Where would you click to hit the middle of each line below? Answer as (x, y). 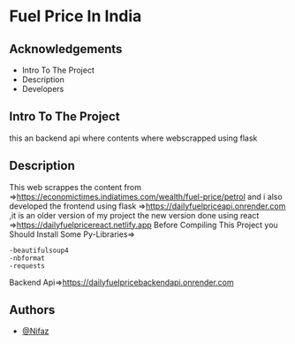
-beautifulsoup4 (39, 250)
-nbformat (27, 258)
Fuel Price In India (76, 16)
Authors (32, 310)
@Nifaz (35, 331)
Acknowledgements (66, 49)
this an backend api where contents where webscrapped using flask (133, 138)
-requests (27, 266)
